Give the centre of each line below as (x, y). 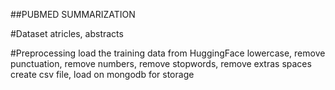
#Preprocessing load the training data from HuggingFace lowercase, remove (168, 53)
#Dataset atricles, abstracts (67, 33)
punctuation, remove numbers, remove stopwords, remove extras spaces (161, 63)
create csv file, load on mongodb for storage (102, 74)
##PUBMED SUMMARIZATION (73, 14)
